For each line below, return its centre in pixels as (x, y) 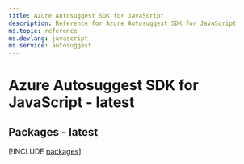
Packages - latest (53, 132)
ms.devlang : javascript (48, 38)
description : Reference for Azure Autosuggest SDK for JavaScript (122, 23)
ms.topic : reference (43, 31)
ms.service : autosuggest (50, 46)
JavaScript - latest (72, 102)
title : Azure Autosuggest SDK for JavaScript (86, 16)
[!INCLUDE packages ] (45, 152)
